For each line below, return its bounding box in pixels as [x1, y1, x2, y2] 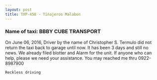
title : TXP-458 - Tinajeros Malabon [5, 12, 81, 17]
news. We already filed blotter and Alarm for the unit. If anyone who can [5, 50, 152, 56]
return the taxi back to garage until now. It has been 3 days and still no [5, 44, 149, 50]
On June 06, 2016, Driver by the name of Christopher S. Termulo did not [5, 39, 152, 45]
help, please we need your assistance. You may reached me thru [5, 55, 137, 61]
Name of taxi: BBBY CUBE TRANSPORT [5, 28, 101, 35]
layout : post [5, 7, 32, 12]
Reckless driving [5, 70, 41, 75]
